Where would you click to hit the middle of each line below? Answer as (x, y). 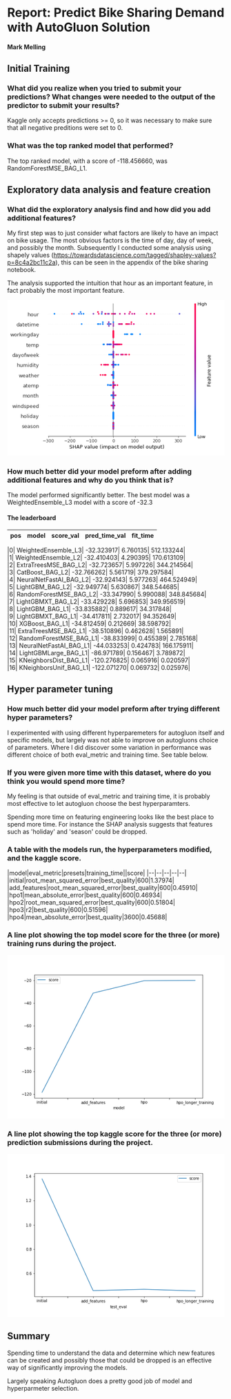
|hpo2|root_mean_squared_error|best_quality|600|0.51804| (91, 903)
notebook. (22, 270)
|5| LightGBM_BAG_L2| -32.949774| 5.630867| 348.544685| (93, 587)
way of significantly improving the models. (67, 1367)
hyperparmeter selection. (43, 1388)
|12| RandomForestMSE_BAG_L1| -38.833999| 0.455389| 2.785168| (103, 638)
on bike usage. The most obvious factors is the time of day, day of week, (110, 240)
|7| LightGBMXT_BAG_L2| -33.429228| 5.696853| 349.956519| (97, 601)
